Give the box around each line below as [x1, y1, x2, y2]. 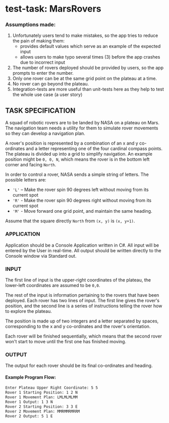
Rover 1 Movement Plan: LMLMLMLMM [5, 395, 78, 400]
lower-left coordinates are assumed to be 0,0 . [5, 282, 100, 288]
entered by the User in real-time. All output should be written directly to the [5, 247, 161, 253]
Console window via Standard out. [5, 253, 77, 259]
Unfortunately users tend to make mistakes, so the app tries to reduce [12, 32, 158, 38]
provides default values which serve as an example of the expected [20, 43, 161, 50]
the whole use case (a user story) [12, 91, 83, 98]
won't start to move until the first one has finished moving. [5, 338, 127, 344]
